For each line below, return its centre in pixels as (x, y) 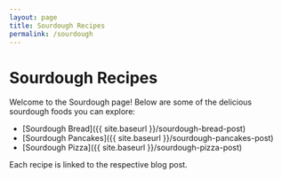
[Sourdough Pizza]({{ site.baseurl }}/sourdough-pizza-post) (132, 148)
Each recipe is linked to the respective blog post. (99, 165)
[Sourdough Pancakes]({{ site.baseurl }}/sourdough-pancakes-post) (148, 138)
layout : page (33, 17)
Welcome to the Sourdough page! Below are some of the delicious (130, 102)
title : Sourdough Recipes (57, 26)
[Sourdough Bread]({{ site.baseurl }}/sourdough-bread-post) (134, 128)
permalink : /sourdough (51, 34)
